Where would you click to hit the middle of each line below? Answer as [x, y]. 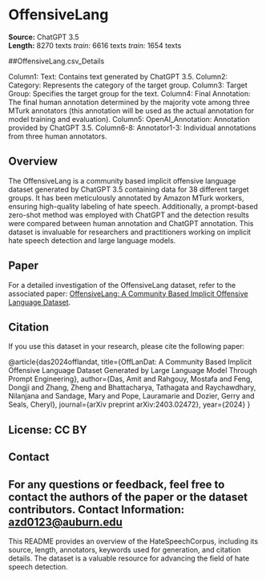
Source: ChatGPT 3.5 [44, 37]
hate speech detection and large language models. [92, 240]
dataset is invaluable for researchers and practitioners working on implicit [129, 232]
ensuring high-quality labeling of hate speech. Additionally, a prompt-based [133, 206]
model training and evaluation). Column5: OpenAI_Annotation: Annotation [129, 119]
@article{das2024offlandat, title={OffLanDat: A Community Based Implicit [130, 362]
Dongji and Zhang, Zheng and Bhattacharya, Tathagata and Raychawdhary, [132, 387]
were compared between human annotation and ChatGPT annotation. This [131, 223]
